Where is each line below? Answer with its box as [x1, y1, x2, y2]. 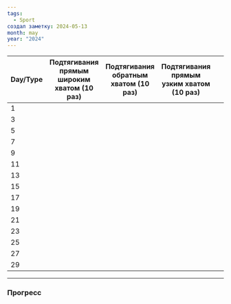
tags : [7, 10, 23, 17]
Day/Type [10, 75, 43, 85]
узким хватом [161, 79, 211, 89]
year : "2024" [7, 36, 45, 43]
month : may [7, 29, 38, 36]
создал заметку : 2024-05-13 [7, 23, 88, 30]
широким [57, 75, 91, 85]
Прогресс [7, 288, 42, 298]
